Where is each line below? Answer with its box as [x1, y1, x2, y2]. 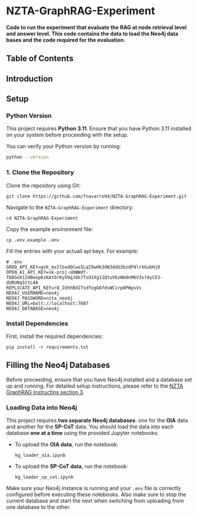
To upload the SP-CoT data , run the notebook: [14, 462, 129, 469]
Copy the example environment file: [6, 225, 93, 232]
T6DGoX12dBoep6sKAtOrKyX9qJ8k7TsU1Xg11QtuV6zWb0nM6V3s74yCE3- [6, 274, 163, 280]
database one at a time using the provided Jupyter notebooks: [6, 429, 159, 436]
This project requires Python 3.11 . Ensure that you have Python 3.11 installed [6, 125, 191, 132]
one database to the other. [6, 503, 71, 510]
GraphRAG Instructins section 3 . [6, 388, 85, 395]
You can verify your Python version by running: [6, 143, 122, 150]
